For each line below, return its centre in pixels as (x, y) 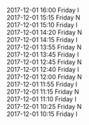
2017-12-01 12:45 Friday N (44, 62)
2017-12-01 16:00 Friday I (43, 10)
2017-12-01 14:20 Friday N (44, 32)
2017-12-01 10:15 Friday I (42, 114)
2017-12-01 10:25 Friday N (44, 106)
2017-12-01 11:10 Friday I (41, 99)
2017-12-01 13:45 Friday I (43, 54)
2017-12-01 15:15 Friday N (43, 17)
